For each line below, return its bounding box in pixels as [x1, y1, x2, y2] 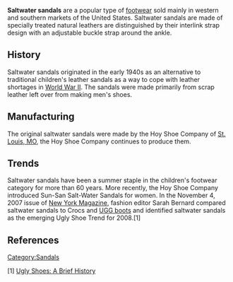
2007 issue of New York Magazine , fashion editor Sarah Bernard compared [7, 199, 226, 207]
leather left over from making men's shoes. [7, 90, 133, 98]
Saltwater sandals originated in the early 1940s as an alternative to [7, 67, 201, 76]
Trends [7, 158, 40, 170]
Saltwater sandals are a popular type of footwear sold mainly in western [7, 6, 219, 14]
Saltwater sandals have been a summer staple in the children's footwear [7, 176, 217, 184]
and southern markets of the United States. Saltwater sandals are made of [7, 13, 223, 22]
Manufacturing [7, 111, 75, 123]
